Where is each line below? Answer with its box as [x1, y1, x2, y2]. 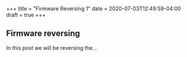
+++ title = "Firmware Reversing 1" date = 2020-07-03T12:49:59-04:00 [6, 5, 181, 12]
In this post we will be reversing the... [6, 44, 97, 51]
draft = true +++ [6, 11, 46, 18]
